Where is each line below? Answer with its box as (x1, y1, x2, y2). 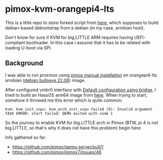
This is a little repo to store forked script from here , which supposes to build (5, 20, 159, 26)
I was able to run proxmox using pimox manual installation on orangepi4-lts (5, 72, 157, 78)
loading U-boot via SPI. (5, 45, 53, 51)
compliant (5, 39, 26, 45)
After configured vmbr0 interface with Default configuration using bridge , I (5, 87, 156, 93)
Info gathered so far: (5, 134, 47, 140)
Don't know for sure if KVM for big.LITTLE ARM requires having (5, 34, 134, 40)
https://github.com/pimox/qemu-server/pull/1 (12, 144, 104, 150)
